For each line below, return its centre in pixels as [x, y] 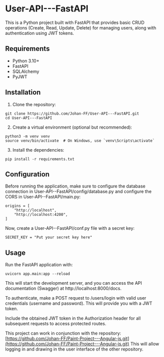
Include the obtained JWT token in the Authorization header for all [73, 318]
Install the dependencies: [38, 150]
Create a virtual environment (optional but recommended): [72, 127]
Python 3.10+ [26, 61]
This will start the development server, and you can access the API [74, 283]
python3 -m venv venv [28, 136]
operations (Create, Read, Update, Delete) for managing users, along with [81, 27]
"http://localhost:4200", [41, 215]
